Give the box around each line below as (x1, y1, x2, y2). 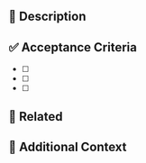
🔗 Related (8, 109, 63, 124)
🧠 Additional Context (8, 139, 127, 154)
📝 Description (8, 9, 87, 24)
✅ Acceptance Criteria (8, 40, 137, 55)
